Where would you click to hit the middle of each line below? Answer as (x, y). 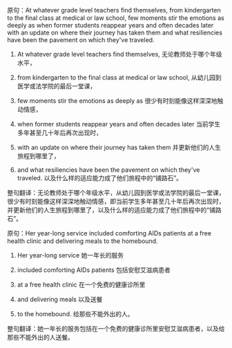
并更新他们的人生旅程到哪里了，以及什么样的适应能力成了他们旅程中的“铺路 (115, 210)
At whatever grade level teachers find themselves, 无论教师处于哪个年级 (119, 54)
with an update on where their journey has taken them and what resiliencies (115, 32)
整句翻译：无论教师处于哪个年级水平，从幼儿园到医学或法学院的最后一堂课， (116, 193)
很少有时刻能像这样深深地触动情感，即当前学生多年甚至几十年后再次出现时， (116, 201)
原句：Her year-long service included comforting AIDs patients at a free (109, 233)
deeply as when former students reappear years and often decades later (110, 25)
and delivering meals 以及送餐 (60, 299)
